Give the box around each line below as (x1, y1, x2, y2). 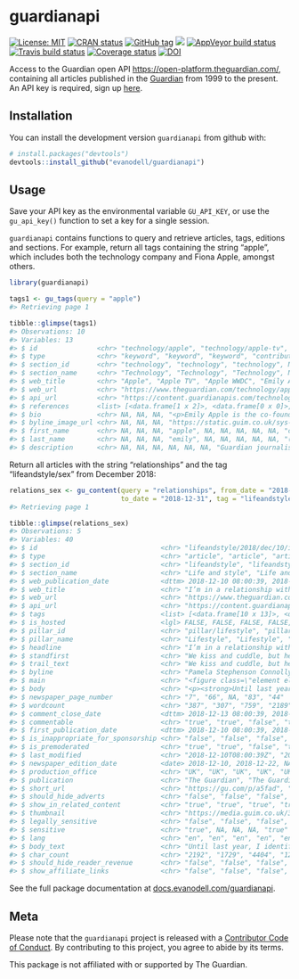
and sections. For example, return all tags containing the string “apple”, (9, 243, 270, 253)
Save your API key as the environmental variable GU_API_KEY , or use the (9, 206, 270, 217)
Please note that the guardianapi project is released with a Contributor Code (9, 933, 289, 942)
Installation (9, 109, 73, 124)
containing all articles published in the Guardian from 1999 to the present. (9, 73, 279, 84)
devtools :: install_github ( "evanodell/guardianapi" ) (9, 158, 205, 167)
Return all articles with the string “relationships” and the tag (9, 459, 228, 470)
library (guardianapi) (9, 278, 90, 287)
